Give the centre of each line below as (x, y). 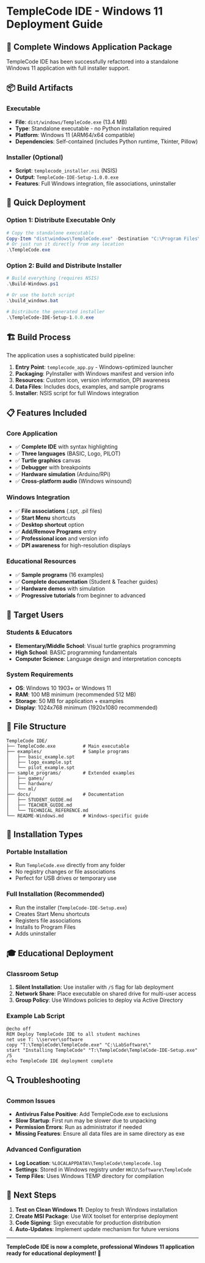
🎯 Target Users (35, 615)
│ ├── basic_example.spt (41, 757)
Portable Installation (37, 852)
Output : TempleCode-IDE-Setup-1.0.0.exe (67, 177)
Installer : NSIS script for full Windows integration (77, 393)
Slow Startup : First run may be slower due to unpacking (86, 1120)
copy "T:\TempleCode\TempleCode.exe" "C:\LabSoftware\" (79, 1045)
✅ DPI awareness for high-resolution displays (73, 545)
